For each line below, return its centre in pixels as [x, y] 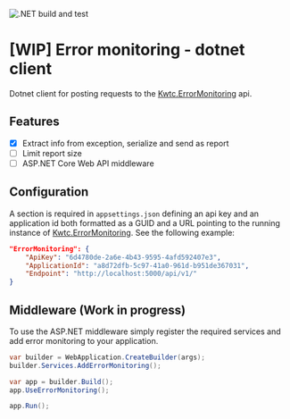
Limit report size [52, 153]
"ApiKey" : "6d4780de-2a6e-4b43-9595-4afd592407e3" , [123, 257]
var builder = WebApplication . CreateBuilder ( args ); [107, 357]
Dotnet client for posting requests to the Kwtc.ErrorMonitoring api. [131, 93]
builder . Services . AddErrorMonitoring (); [86, 365]
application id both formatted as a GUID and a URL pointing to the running [145, 222]
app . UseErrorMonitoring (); [59, 390]
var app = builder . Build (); [62, 381]
